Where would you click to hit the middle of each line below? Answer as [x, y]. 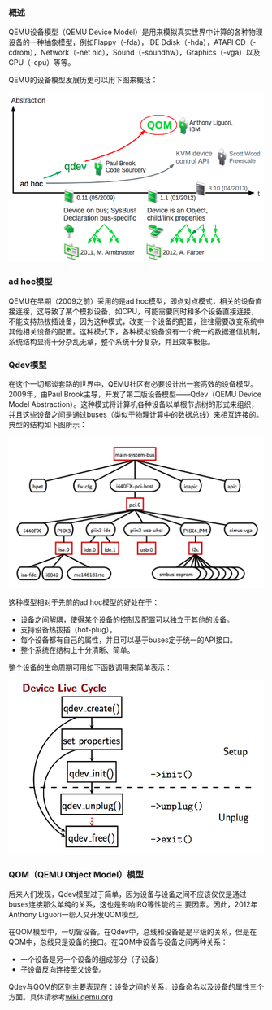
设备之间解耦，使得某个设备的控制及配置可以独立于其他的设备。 [127, 619]
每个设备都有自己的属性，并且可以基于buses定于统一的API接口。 [128, 640]
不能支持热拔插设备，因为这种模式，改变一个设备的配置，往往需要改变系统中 [136, 321]
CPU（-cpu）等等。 [42, 63]
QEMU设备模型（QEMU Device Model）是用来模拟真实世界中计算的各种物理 [136, 32]
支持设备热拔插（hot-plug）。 [69, 630]
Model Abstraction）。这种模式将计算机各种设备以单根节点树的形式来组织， [134, 404]
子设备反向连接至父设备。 [63, 969]
